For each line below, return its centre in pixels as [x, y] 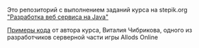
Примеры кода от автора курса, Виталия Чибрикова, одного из [100, 30]
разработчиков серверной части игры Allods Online [83, 37]
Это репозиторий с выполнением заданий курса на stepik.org [97, 10]
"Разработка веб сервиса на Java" [58, 17]
